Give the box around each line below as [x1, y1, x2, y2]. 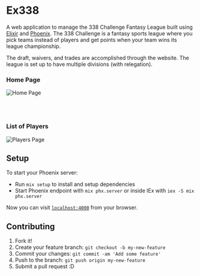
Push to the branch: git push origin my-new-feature [14, 256, 146, 264]
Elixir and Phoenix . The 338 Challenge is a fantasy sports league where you [6, 29, 193, 37]
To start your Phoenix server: [6, 169, 78, 176]
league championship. [6, 43, 61, 50]
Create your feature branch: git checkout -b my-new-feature [14, 244, 166, 251]
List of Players [6, 122, 49, 131]
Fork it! [14, 238, 33, 245]
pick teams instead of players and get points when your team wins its [6, 36, 177, 43]
